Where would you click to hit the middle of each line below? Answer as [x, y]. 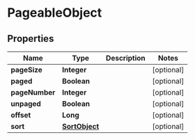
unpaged [26, 104]
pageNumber [33, 92]
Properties [31, 39]
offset [21, 115]
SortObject [81, 126]
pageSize [27, 70]
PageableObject [55, 13]
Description [126, 58]
